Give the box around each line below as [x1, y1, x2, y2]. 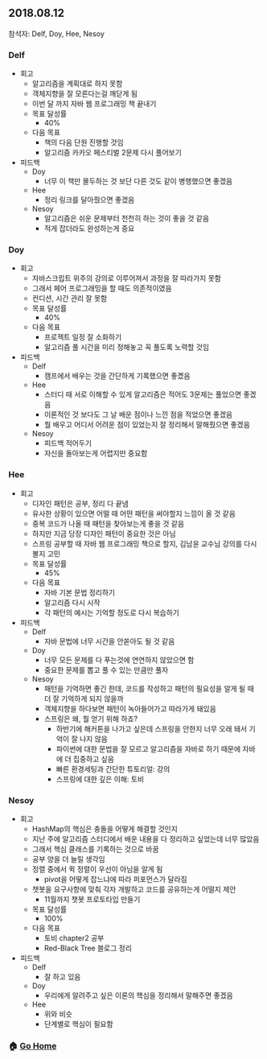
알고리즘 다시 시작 [43, 597, 101, 607]
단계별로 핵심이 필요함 [43, 1020, 114, 1028]
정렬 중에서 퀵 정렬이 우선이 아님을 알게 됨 [31, 864, 163, 874]
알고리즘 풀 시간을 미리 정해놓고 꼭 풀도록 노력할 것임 [43, 342, 210, 352]
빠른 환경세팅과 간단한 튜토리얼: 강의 [55, 764, 170, 773]
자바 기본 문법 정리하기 [43, 587, 116, 597]
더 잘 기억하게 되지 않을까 [43, 694, 124, 703]
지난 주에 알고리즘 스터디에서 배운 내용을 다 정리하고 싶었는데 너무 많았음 [31, 834, 260, 843]
